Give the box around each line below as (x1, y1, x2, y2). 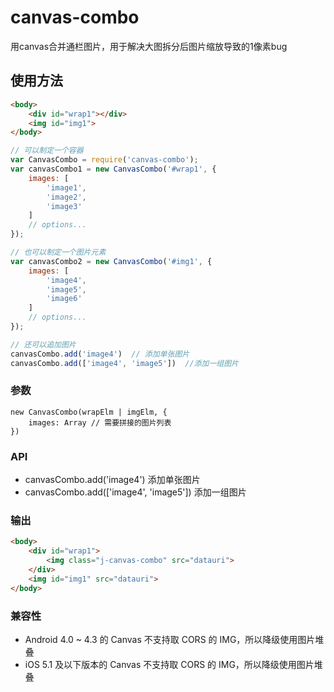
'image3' (46, 201, 83, 211)
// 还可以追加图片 (10, 339, 77, 350)
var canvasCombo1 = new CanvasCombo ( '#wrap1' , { (10, 164, 217, 174)
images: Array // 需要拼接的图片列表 (28, 417, 172, 428)
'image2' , (46, 192, 87, 202)
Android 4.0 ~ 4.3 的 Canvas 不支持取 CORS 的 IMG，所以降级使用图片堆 (24, 633, 325, 645)
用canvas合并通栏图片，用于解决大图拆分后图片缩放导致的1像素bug (10, 40, 288, 52)
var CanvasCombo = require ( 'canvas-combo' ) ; (10, 155, 199, 165)
